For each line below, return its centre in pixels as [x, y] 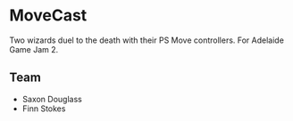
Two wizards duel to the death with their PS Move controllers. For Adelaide [146, 40]
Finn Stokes [44, 109]
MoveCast [48, 16]
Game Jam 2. [34, 49]
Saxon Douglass [52, 99]
